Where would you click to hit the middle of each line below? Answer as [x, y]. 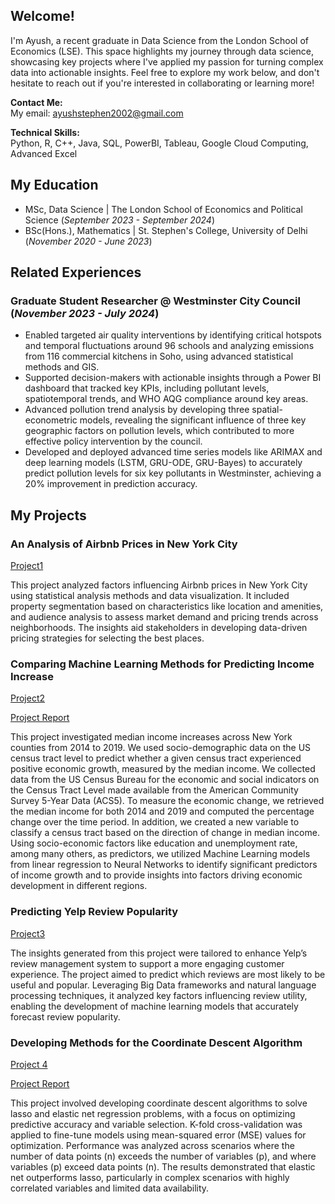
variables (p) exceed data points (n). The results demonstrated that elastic [163, 1166]
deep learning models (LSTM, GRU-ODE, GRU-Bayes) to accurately [163, 463]
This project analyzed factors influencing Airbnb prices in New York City [159, 585]
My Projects [48, 515]
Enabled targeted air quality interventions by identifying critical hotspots [173, 335]
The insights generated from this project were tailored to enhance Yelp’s [159, 953]
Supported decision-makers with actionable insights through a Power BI [173, 378]
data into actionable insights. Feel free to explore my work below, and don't [165, 72]
